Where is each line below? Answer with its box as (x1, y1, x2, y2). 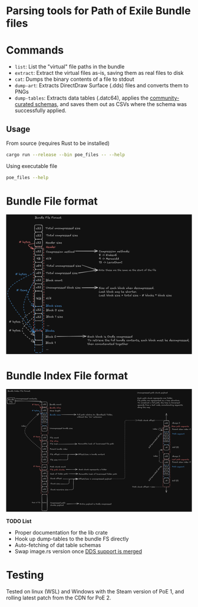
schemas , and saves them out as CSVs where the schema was (35, 101, 187, 108)
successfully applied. (14, 107, 67, 114)
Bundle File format (6, 194, 98, 207)
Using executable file (6, 162, 58, 169)
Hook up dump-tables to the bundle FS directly (14, 535, 129, 543)
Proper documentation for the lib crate (14, 529, 108, 536)
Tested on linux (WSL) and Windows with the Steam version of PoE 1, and (6, 588, 184, 595)
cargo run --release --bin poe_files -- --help (6, 151, 126, 157)
